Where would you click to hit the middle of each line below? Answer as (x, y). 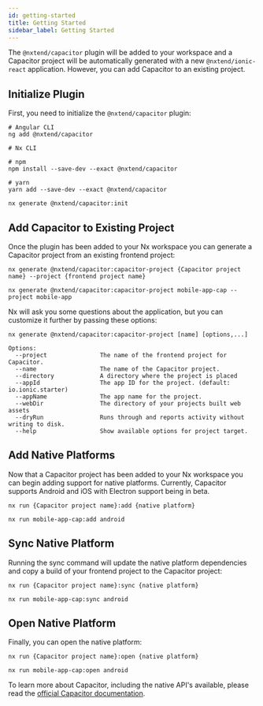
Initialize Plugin (46, 94)
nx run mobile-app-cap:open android (68, 671)
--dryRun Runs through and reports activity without (130, 417)
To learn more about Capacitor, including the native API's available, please (129, 685)
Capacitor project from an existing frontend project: (92, 255)
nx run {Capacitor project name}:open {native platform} (104, 657)
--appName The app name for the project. (109, 397)
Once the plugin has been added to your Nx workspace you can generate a (130, 247)
